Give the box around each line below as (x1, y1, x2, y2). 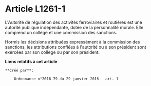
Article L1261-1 (5, 3, 66, 14)
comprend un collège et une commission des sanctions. (5, 29, 117, 35)
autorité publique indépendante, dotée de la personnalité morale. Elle (5, 24, 144, 30)
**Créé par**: (5, 68, 34, 73)
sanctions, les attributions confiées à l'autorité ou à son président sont (5, 44, 146, 50)
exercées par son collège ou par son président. (5, 49, 100, 55)
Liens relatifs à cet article (5, 58, 57, 64)
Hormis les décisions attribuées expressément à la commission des (5, 39, 140, 44)
